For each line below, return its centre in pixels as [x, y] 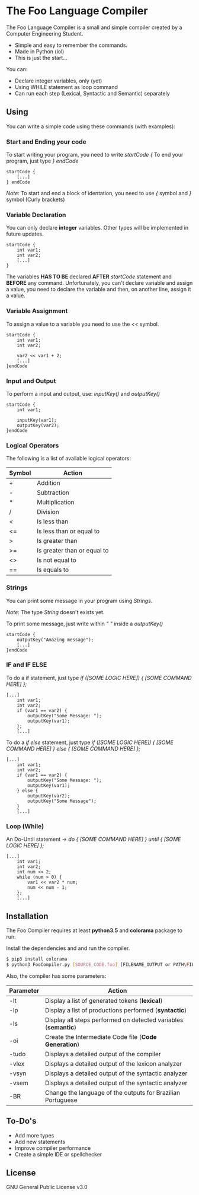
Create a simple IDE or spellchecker [58, 1154]
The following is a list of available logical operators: [69, 459]
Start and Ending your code [46, 142]
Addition [48, 483]
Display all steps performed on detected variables [114, 1020]
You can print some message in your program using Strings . [79, 600]
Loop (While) [25, 826]
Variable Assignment [37, 311]
